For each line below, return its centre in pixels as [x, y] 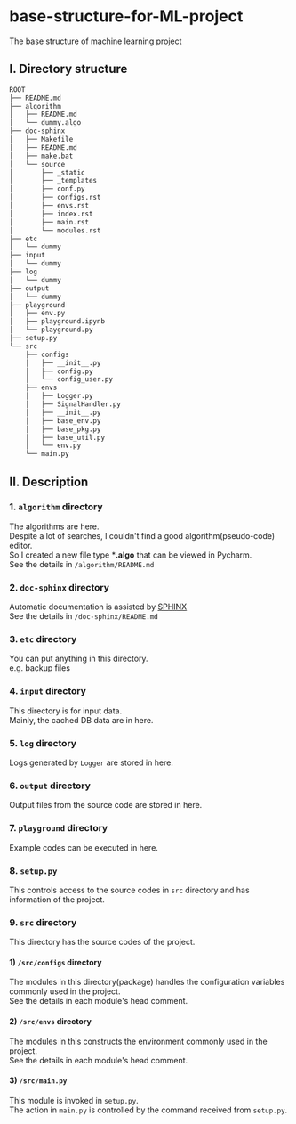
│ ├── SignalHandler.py [73, 404]
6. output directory [50, 786]
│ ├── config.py [59, 371]
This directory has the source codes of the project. [102, 942]
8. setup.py [33, 870]
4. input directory [48, 691]
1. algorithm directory [56, 507]
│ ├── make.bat [41, 156]
